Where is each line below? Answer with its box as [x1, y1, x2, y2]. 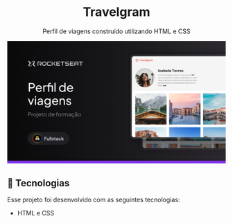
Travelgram [83, 4, 150, 20]
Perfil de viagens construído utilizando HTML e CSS [42, 27, 191, 35]
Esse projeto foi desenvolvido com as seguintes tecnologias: [7, 195, 180, 204]
